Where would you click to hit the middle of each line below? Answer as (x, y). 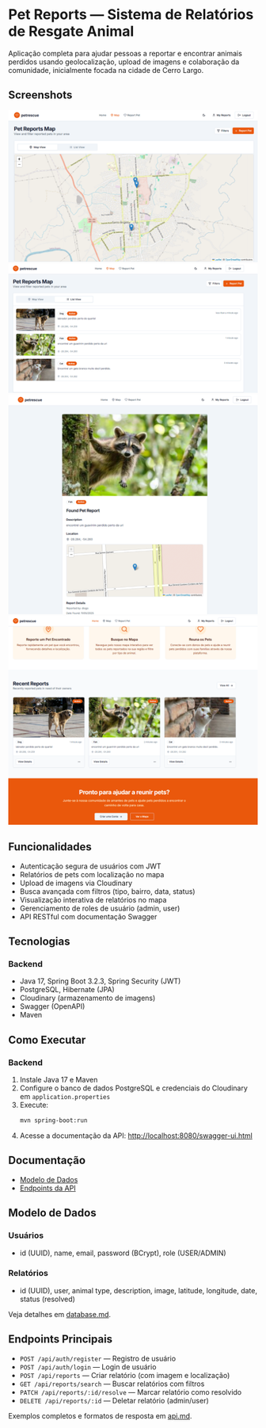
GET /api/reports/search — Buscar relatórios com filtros (112, 1384)
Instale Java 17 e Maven (59, 1080)
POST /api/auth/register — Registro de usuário (98, 1358)
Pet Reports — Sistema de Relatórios (131, 15)
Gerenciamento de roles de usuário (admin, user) (100, 908)
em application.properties (65, 1097)
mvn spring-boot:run (53, 1121)
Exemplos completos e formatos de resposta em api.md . (100, 1415)
